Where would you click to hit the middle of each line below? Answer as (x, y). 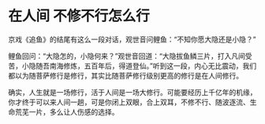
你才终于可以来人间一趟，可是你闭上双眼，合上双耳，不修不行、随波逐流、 (129, 102)
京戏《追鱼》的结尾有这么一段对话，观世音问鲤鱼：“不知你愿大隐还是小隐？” (132, 39)
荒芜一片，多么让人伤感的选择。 (67, 111)
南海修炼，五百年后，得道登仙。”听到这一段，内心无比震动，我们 (153, 66)
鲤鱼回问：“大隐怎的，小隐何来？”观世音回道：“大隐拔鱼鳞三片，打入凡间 (127, 56)
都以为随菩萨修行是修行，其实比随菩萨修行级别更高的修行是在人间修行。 (125, 75)
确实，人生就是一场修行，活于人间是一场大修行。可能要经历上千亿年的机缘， (132, 92)
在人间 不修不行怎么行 (79, 16)
